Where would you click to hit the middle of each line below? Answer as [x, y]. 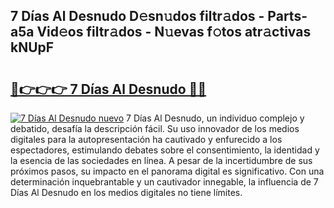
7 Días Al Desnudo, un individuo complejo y [215, 118]
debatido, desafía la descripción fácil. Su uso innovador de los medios [155, 128]
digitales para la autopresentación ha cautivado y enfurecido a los [146, 139]
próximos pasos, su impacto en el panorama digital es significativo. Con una [167, 171]
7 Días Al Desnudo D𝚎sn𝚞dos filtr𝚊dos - [137, 16]
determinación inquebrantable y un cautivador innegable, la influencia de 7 [164, 182]
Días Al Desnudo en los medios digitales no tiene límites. [126, 192]
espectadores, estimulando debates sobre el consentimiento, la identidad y [165, 150]
